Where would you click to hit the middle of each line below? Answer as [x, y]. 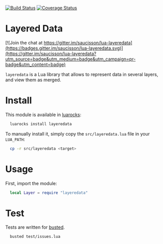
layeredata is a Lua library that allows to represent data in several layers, [82, 74]
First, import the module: [31, 183]
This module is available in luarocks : [43, 115]
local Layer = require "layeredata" [49, 193]
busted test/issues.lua [35, 237]
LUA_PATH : [15, 139]
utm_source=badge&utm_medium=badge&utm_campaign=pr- [71, 59]
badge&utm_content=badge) [36, 64]
